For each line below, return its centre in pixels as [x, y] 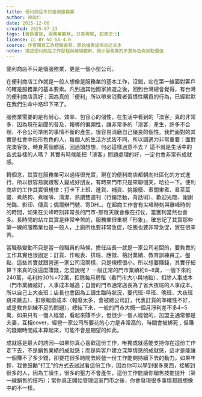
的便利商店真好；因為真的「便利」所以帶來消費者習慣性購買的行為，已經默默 [101, 96]
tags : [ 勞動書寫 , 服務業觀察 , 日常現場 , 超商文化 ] [63, 34]
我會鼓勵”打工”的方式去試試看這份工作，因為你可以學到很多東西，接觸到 [106, 365]
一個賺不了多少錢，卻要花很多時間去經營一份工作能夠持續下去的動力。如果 [98, 357]
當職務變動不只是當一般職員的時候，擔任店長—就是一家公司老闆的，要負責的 [101, 247]
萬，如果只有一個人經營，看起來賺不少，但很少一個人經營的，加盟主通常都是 [101, 315]
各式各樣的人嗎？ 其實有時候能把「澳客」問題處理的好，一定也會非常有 [94, 154]
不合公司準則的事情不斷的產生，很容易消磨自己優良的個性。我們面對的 [103, 132]
